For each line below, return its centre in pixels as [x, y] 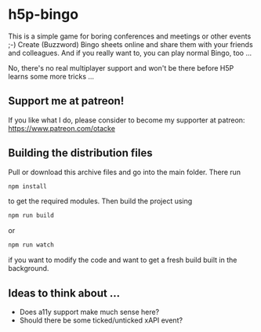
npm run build [31, 216]
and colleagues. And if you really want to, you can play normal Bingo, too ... [130, 53]
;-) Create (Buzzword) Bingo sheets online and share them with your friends [130, 44]
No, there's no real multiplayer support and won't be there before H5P [121, 67]
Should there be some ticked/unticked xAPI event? [101, 320]
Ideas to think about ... [64, 293]
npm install [27, 186]
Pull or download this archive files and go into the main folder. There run [125, 172]
